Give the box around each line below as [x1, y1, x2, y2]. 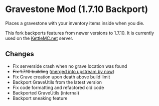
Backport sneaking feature [12, 95, 68, 101]
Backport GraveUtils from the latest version [12, 79, 102, 85]
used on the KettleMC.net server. [5, 35, 74, 41]
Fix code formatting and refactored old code [12, 84, 104, 90]
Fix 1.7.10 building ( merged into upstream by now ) [12, 68, 114, 74]
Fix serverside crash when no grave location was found [12, 63, 127, 69]
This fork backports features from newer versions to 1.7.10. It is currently [5, 30, 154, 36]
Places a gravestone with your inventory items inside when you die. [5, 20, 144, 26]
